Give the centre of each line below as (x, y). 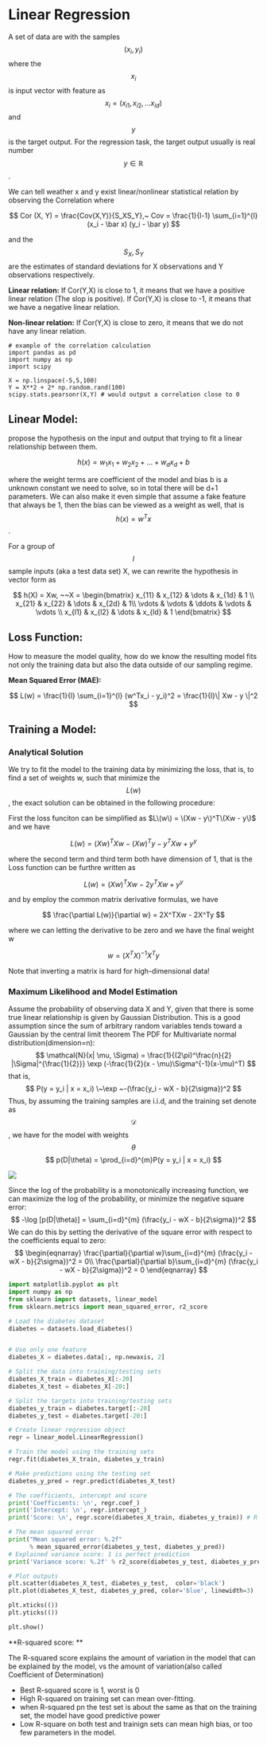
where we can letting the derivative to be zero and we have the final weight (131, 931)
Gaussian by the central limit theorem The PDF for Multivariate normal (122, 1034)
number (21, 151)
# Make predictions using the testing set (79, 1473)
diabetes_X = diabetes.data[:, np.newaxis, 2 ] (87, 1357)
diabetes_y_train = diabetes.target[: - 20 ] (79, 1408)
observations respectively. (52, 275)
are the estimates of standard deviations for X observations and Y (116, 267)
